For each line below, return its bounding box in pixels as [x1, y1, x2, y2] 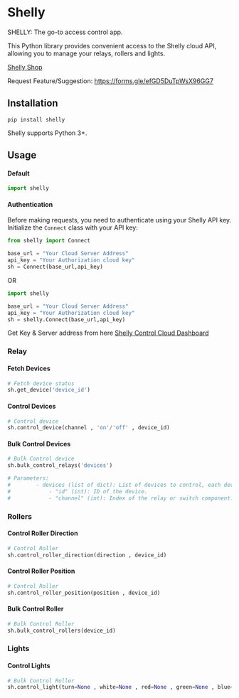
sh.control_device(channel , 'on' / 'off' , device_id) [7, 424, 171, 431]
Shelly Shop [7, 63, 43, 71]
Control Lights [7, 662, 51, 670]
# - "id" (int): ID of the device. [7, 488, 148, 495]
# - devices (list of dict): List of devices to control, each [7, 481, 221, 489]
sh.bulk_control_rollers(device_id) [7, 627, 116, 634]
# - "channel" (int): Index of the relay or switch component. [7, 495, 234, 502]
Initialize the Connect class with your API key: [7, 223, 139, 232]
